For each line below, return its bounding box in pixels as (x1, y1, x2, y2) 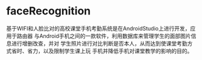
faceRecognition (6, 4, 91, 18)
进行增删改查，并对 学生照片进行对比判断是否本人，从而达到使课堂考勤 (11, 40, 188, 47)
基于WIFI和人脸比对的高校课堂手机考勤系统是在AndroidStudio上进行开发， (6, 25, 191, 32)
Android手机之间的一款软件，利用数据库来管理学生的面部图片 (39, 32, 191, 40)
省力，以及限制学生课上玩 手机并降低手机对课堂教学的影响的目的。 (27, 47, 193, 55)
